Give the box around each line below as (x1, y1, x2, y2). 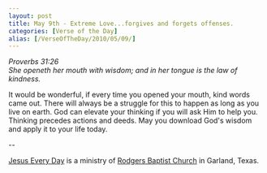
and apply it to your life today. (8, 124, 108, 134)
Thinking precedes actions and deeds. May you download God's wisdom (8, 115, 252, 126)
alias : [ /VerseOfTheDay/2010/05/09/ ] (8, 34, 136, 43)
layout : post (8, 11, 53, 20)
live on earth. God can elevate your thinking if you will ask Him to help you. (8, 107, 258, 117)
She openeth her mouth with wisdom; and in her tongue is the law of (8, 66, 238, 76)
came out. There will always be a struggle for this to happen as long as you (8, 98, 260, 108)
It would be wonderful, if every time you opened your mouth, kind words (8, 90, 250, 100)
